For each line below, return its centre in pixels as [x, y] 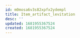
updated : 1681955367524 [30, 23]
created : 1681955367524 [30, 28]
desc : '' [14, 19]
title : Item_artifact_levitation [40, 14]
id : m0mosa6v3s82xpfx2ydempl [36, 10]
